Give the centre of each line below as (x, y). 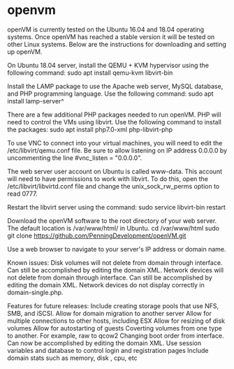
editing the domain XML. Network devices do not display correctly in (106, 284)
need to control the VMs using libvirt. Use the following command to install (114, 122)
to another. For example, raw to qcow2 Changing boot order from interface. (116, 335)
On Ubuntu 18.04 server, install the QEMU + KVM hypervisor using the (108, 65)
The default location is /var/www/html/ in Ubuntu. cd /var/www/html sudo (114, 228)
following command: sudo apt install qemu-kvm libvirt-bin (90, 73)
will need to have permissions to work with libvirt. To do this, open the (108, 179)
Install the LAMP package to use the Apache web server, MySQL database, (115, 86)
